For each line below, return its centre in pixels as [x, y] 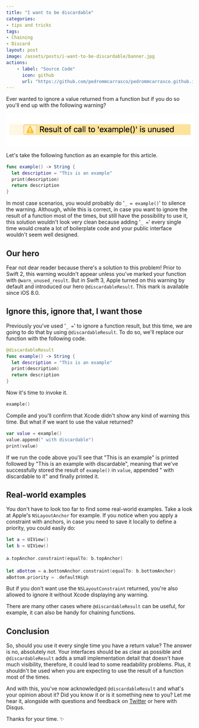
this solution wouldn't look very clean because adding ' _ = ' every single [94, 222]
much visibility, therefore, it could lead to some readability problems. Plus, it [99, 665]
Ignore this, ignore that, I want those [74, 311]
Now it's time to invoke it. [37, 393]
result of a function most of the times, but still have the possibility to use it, [97, 216]
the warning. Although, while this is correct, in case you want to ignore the [97, 209]
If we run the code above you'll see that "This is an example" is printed [92, 457]
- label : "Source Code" [46, 69]
